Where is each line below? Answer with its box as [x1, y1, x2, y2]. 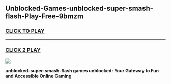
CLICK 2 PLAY [5, 46, 41, 53]
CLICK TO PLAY [5, 27, 45, 35]
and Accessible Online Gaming [5, 73, 72, 79]
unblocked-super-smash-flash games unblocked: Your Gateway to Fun [5, 67, 159, 73]
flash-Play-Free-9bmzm [5, 12, 84, 21]
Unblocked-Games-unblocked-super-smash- [5, 4, 154, 13]
